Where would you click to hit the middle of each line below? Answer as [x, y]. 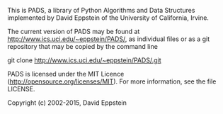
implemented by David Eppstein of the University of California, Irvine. [108, 18]
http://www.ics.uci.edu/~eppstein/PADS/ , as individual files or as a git [109, 39]
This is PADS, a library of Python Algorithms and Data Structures [101, 10]
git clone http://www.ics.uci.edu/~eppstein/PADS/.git [84, 60]
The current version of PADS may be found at [74, 32]
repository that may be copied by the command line [82, 46]
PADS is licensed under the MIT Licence [66, 74]
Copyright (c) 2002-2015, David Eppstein [67, 103]
